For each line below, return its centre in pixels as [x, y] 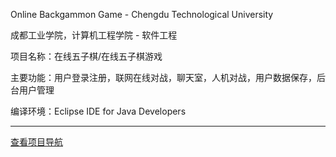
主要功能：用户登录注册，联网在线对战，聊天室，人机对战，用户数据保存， [163, 77]
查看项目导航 [36, 142]
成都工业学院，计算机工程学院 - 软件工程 [94, 35]
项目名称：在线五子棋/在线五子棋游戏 [86, 56]
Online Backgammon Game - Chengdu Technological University [142, 14]
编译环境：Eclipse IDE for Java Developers [98, 111]
